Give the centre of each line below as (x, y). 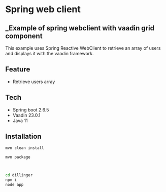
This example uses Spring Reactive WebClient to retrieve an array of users (83, 48)
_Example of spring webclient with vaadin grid (80, 28)
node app (14, 184)
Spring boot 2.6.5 (31, 109)
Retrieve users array (34, 82)
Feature (18, 69)
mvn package (18, 157)
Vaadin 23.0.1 (26, 115)
